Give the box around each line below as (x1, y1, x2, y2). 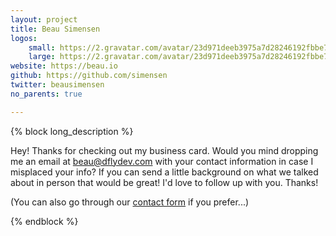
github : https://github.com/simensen (10, 71, 168, 81)
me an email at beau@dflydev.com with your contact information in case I (10, 155, 314, 167)
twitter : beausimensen (10, 80, 105, 90)
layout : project (10, 14, 78, 25)
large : (28, 52, 56, 62)
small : (28, 42, 56, 53)
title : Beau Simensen (10, 24, 101, 34)
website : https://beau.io (10, 61, 118, 71)
